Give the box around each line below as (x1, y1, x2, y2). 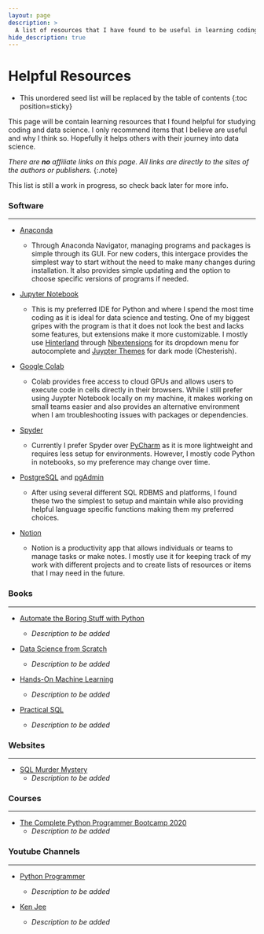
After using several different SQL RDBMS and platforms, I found (31, 488, 237, 498)
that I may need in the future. (31, 568, 126, 578)
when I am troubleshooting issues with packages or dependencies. (31, 410, 249, 420)
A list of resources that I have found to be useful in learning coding (15, 26, 258, 34)
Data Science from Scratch (19, 644, 108, 653)
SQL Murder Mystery (19, 765, 88, 774)
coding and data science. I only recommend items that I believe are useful (8, 125, 247, 134)
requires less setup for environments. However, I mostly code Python (31, 449, 255, 458)
